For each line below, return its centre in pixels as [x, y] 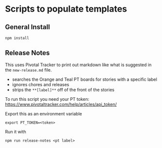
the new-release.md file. [28, 70]
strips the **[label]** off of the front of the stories [63, 90]
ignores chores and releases [41, 84]
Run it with [16, 131]
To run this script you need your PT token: [47, 99]
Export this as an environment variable [44, 113]
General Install [27, 27]
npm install [17, 38]
